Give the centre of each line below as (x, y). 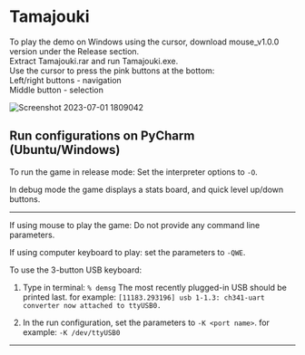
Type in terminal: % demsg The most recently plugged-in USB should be (155, 287)
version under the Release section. (74, 51)
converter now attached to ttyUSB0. (92, 305)
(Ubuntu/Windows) (65, 150)
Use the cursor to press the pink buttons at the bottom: (112, 71)
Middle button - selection (57, 90)
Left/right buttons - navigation (66, 80)
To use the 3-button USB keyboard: (76, 270)
